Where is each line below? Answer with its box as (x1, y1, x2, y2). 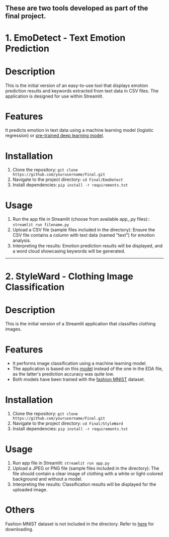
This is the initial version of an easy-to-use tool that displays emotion (5, 82, 148, 88)
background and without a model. (12, 476, 82, 482)
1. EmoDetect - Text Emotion (5, 32, 126, 43)
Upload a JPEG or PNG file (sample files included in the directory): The (12, 465, 159, 472)
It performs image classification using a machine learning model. (12, 361, 147, 367)
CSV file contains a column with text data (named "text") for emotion (12, 232, 155, 238)
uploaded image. (12, 487, 48, 493)
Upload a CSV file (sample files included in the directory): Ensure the (12, 227, 155, 233)
